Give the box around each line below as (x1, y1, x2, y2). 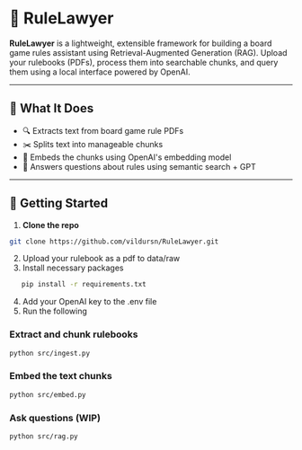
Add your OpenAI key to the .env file (22, 296, 157, 307)
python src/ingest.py (9, 349, 91, 357)
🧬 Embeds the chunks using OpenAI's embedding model (22, 152, 232, 163)
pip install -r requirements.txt (21, 280, 147, 289)
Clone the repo (22, 219, 79, 230)
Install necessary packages (22, 262, 124, 273)
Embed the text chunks (9, 370, 112, 383)
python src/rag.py (9, 431, 78, 441)
